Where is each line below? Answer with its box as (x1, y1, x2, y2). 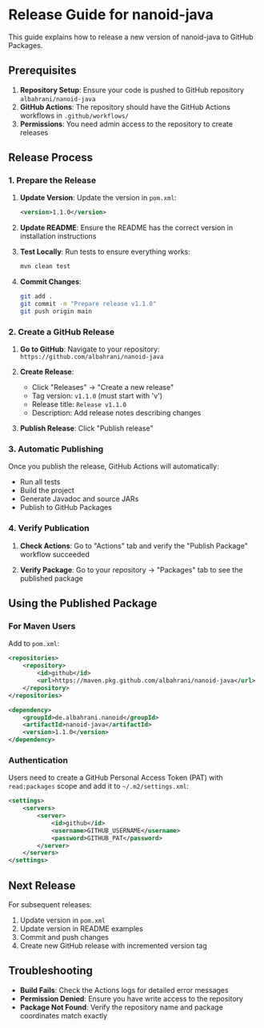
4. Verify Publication (8, 523, 90, 534)
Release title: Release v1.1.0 (31, 400, 126, 409)
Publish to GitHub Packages (19, 503, 112, 512)
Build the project (19, 486, 74, 496)
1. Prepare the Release (8, 175, 97, 186)
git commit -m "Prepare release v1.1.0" (19, 300, 157, 308)
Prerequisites (8, 64, 77, 78)
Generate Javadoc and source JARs (19, 494, 139, 504)
